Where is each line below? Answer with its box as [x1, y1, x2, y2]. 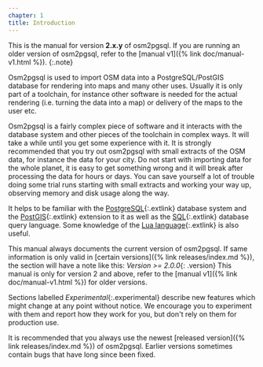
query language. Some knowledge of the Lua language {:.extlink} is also [8, 220, 239, 229]
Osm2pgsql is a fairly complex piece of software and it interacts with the [8, 121, 243, 131]
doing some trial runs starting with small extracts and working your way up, [8, 180, 252, 189]
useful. [8, 228, 31, 238]
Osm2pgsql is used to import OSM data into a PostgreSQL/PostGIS [8, 72, 225, 82]
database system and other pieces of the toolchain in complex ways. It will [8, 129, 250, 139]
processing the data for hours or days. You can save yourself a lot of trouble [8, 171, 255, 181]
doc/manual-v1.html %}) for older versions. [8, 277, 148, 287]
